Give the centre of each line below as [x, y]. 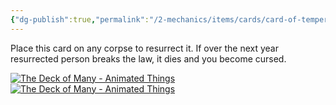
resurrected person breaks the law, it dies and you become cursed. [148, 58]
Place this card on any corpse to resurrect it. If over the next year [144, 48]
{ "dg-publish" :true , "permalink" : [80, 19]
